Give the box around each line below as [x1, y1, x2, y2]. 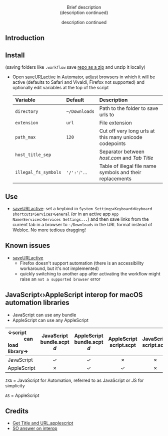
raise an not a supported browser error [19, 276, 101, 282]
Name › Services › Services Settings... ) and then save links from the [12, 216, 149, 222]
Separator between [99, 148, 145, 155]
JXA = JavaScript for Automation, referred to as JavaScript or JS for [5, 377, 144, 383]
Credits [5, 407, 29, 415]
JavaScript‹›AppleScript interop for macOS [5, 290, 143, 299]
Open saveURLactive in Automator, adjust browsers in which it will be [12, 74, 155, 80]
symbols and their [99, 169, 141, 176]
